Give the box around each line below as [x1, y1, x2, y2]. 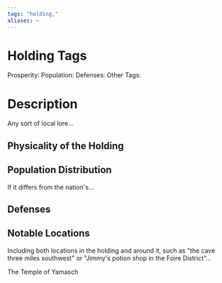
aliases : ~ [7, 17, 40, 24]
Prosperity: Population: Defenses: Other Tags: [7, 71, 142, 79]
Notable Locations [7, 228, 90, 240]
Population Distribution [7, 164, 112, 176]
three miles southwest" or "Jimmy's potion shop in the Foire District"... [7, 253, 211, 262]
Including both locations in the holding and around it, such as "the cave [7, 246, 216, 255]
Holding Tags [7, 48, 87, 64]
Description [7, 96, 78, 112]
